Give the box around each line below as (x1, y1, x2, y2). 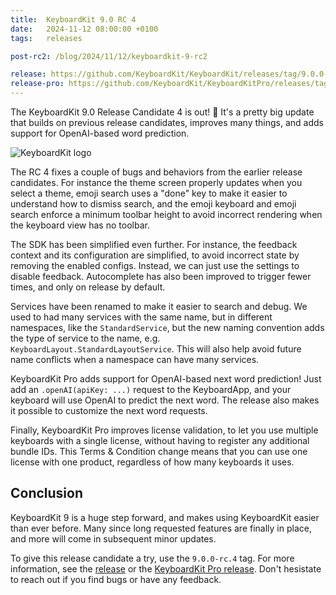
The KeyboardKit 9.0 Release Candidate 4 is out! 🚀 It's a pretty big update (10, 106, 315, 118)
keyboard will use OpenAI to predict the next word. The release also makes (10, 394, 320, 406)
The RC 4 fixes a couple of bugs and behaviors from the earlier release (10, 166, 303, 178)
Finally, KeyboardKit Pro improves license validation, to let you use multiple (10, 424, 319, 436)
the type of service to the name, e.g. (10, 332, 161, 344)
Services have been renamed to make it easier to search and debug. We (10, 301, 308, 312)
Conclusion (10, 485, 84, 502)
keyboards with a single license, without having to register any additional (10, 435, 310, 446)
